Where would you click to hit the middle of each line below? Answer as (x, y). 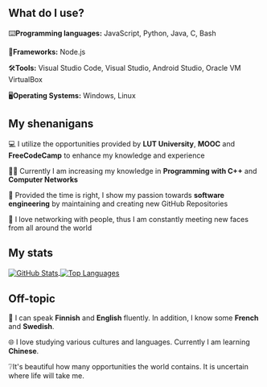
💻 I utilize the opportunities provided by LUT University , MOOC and (122, 143)
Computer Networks (43, 179)
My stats (31, 253)
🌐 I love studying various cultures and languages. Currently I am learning (129, 342)
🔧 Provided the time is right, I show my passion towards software (117, 195)
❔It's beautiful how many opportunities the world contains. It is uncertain (129, 366)
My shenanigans (51, 124)
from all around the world (50, 228)
